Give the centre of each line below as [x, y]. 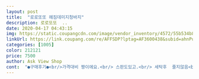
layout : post [22, 12]
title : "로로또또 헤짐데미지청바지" [45, 17]
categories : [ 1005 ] [30, 45]
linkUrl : [17, 39]
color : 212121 [24, 50]
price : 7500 [21, 56]
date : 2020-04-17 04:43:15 [39, 28]
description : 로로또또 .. [37, 23]
